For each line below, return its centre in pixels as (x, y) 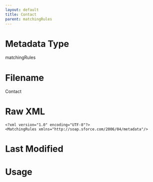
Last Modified (34, 149)
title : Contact (21, 14)
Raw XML (25, 111)
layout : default (22, 10)
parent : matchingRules (29, 19)
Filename (25, 78)
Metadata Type (37, 44)
